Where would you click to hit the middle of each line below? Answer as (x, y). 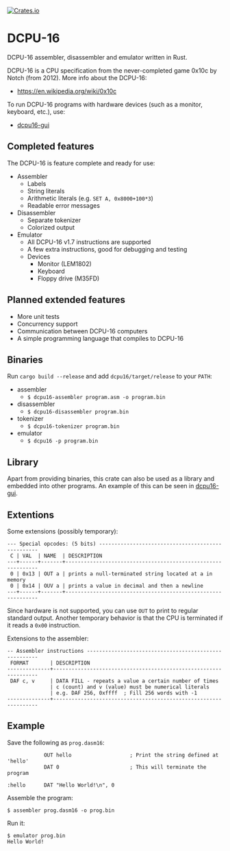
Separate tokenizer (54, 220)
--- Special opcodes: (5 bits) (52, 544)
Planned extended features (66, 300)
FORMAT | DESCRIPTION (50, 663)
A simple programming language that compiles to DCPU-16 (100, 338)
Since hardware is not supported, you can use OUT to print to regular (103, 611)
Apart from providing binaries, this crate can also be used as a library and (111, 479)
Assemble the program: (40, 798)
